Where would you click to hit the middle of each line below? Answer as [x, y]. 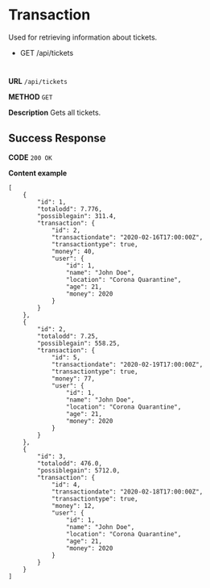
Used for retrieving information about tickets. [83, 37]
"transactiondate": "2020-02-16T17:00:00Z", [127, 237]
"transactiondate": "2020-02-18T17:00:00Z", [127, 491]
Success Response [57, 138]
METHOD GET [31, 97]
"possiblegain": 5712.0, [79, 470]
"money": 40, [73, 251]
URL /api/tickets [38, 82]
